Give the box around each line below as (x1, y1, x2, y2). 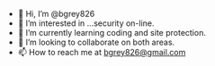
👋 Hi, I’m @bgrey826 (17, 9, 95, 19)
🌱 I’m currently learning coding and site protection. (17, 28, 207, 37)
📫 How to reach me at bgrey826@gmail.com (17, 47, 186, 57)
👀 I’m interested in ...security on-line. (17, 18, 155, 29)
